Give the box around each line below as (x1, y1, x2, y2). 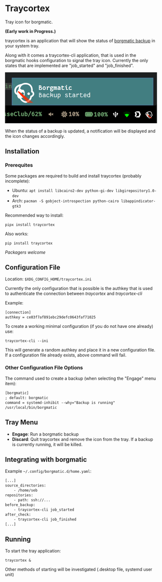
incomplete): (5, 178, 30, 184)
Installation (5, 147, 40, 156)
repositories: (5, 493, 34, 498)
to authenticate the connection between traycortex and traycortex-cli (5, 291, 142, 296)
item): (5, 380, 17, 386)
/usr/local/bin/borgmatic (5, 405, 57, 410)
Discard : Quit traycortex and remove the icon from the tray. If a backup (12, 436, 153, 442)
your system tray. (5, 43, 40, 48)
